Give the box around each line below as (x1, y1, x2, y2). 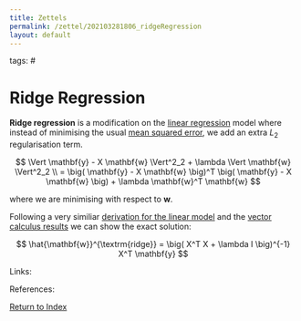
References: (9, 284, 55, 295)
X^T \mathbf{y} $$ (118, 248, 189, 260)
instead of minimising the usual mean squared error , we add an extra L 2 (9, 127, 278, 140)
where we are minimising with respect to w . (9, 193, 173, 205)
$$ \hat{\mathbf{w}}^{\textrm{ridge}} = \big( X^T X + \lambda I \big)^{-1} (16, 239, 291, 250)
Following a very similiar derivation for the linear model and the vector (9, 212, 272, 223)
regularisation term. (9, 139, 84, 150)
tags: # (9, 56, 36, 67)
